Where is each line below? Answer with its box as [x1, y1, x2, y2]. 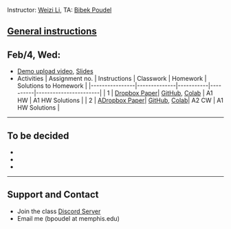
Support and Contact [7, 189, 99, 201]
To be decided [7, 130, 69, 141]
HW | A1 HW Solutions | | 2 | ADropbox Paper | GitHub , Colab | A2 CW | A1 [16, 96, 223, 105]
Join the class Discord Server [16, 207, 101, 215]
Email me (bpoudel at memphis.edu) [16, 214, 120, 222]
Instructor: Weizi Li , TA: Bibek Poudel [7, 6, 112, 14]
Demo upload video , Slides [16, 67, 94, 75]
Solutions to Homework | [16, 82, 87, 90]
